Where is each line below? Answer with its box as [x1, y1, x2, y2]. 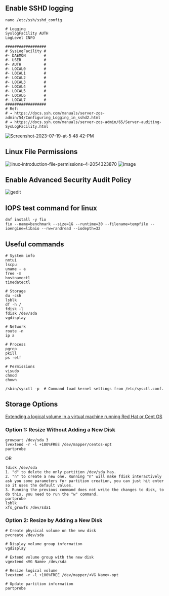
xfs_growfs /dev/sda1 [5, 505, 51, 510]
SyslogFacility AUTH [5, 30, 49, 36]
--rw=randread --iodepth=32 [41, 226, 101, 231]
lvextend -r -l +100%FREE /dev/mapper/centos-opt [5, 442, 112, 448]
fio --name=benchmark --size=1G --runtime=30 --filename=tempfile [5, 221, 148, 227]
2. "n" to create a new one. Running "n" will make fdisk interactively [5, 474, 162, 479]
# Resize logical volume [5, 568, 58, 573]
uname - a [5, 267, 26, 272]
